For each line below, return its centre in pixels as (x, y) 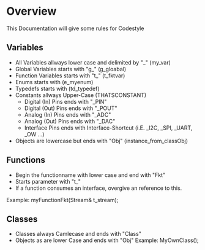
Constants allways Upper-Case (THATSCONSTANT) (81, 95)
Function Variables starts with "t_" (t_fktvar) (70, 76)
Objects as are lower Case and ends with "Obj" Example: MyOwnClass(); (107, 240)
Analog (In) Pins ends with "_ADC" (68, 114)
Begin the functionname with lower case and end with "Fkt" (90, 175)
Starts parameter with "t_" (48, 181)
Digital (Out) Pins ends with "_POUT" (71, 108)
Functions (26, 160)
